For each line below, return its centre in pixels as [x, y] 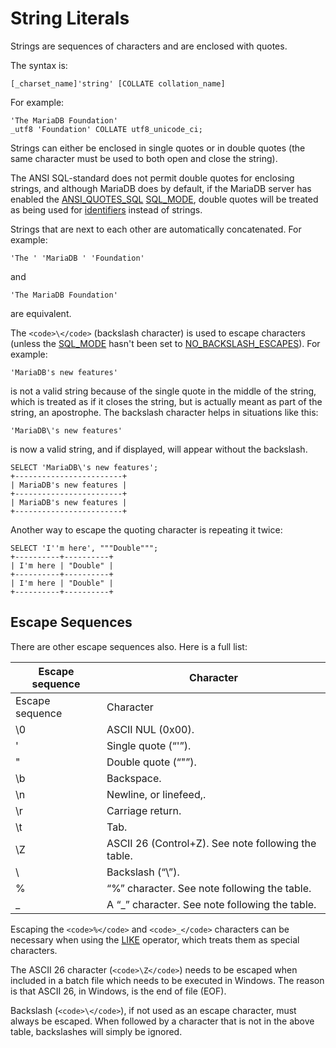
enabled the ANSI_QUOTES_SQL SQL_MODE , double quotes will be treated [164, 199]
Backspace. [134, 778]
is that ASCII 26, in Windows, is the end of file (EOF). [118, 991]
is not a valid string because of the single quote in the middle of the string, [163, 391]
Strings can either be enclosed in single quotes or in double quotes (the [158, 148]
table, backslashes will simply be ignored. [96, 1031]
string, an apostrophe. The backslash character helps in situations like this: [164, 412]
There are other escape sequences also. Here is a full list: [129, 646]
